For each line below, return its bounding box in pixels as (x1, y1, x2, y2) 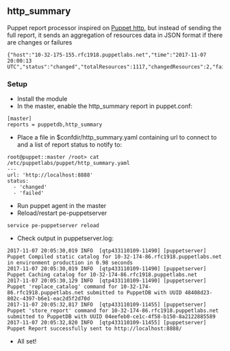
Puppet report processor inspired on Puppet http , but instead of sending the (7, 23, 222, 31)
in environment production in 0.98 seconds (7, 259, 133, 266)
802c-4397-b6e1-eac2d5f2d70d (7, 296, 90, 302)
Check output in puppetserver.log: (16, 234, 114, 242)
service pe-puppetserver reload (7, 222, 99, 229)
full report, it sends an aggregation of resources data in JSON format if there (7, 31, 223, 39)
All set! (16, 337, 37, 346)
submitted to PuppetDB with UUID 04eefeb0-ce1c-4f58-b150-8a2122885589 (7, 313, 216, 320)
